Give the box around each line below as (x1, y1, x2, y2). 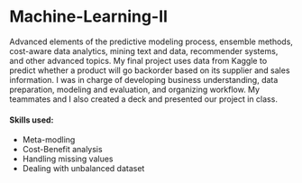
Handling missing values (22, 153, 114, 164)
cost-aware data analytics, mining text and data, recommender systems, (9, 45, 279, 56)
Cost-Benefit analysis (22, 144, 103, 155)
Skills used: (9, 114, 54, 125)
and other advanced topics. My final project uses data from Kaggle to (9, 55, 268, 66)
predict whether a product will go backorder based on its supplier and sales (9, 65, 290, 76)
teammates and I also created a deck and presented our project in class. (9, 93, 278, 105)
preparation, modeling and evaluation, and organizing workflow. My (9, 84, 260, 95)
